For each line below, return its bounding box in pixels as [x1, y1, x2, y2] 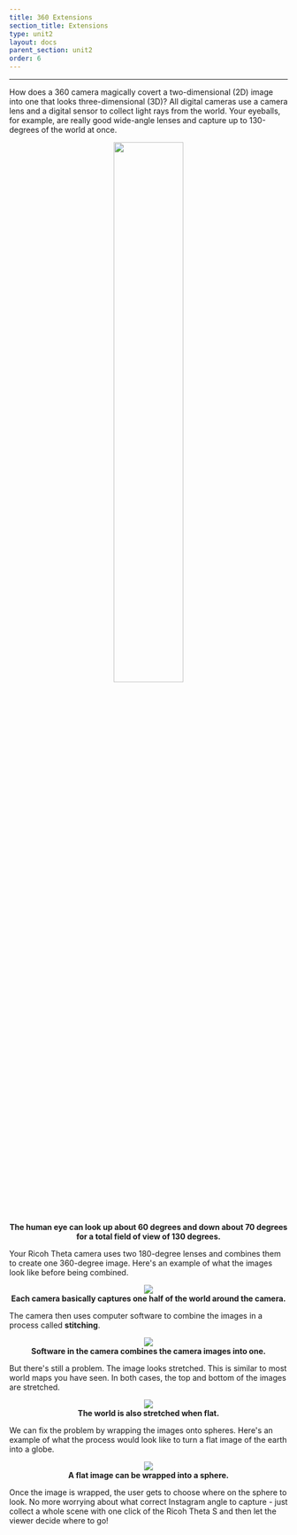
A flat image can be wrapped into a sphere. [67, 1470, 230, 1480]
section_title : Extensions [9, 21, 109, 30]
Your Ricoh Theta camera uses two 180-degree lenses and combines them [9, 1249, 281, 1258]
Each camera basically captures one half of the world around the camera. [11, 1293, 286, 1304]
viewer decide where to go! [9, 1516, 109, 1525]
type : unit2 [9, 29, 53, 38]
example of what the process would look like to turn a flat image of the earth [9, 1435, 287, 1445]
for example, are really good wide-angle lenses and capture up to [9, 115, 247, 125]
